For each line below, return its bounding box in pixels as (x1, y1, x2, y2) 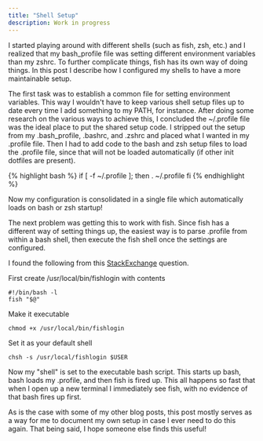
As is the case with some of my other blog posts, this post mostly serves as (8, 407, 253, 417)
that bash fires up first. (8, 392, 82, 401)
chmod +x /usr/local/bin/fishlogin (8, 324, 125, 332)
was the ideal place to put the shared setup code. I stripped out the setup (8, 122, 246, 132)
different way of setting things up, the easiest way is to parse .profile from (8, 226, 247, 235)
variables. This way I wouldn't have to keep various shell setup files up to (8, 97, 245, 107)
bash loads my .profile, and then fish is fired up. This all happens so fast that (8, 375, 256, 385)
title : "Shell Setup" (8, 11, 79, 20)
